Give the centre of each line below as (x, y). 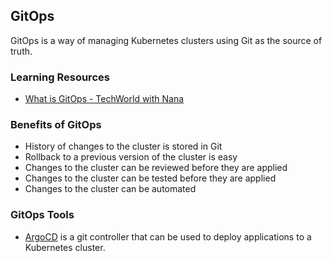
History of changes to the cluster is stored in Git (123, 146)
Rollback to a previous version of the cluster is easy (131, 157)
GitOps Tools (42, 215)
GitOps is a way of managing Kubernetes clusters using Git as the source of (166, 40)
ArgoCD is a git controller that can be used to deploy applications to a (168, 236)
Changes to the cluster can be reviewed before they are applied (156, 168)
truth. (21, 51)
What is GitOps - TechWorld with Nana (104, 99)
